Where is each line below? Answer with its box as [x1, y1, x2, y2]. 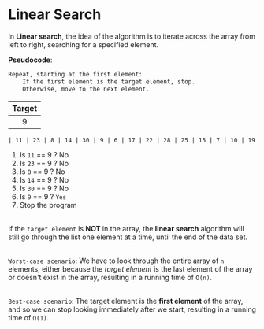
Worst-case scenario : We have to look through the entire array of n [8, 256, 225, 265]
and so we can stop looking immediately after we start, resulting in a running [8, 305, 257, 314]
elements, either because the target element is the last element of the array [8, 264, 253, 274]
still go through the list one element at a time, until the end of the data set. [8, 232, 248, 242]
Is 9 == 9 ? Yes [19, 192, 67, 201]
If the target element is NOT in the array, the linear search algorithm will [8, 224, 244, 234]
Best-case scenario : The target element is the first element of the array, [8, 297, 244, 306]
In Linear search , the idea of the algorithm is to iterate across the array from [8, 31, 256, 41]
